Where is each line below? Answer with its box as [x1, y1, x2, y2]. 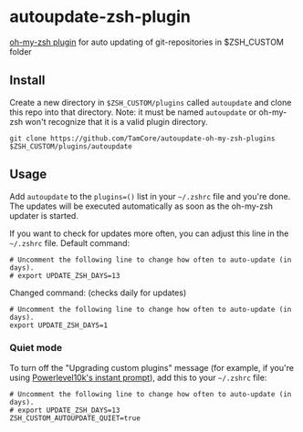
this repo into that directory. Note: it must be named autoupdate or [9, 107, 257, 118]
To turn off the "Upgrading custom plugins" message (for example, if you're [9, 362, 295, 373]
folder [9, 46, 32, 57]
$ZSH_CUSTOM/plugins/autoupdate [9, 141, 132, 151]
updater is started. [9, 210, 79, 221]
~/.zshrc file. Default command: [9, 237, 131, 248]
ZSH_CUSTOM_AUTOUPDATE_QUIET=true [9, 413, 141, 423]
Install [9, 73, 46, 88]
